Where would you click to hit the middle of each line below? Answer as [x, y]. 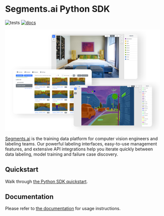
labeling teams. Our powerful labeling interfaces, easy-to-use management [81, 144]
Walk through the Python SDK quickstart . [47, 181]
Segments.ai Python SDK [58, 9]
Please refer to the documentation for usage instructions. [63, 209]
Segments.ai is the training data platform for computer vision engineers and [82, 139]
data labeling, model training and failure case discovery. [62, 154]
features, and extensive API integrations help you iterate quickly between [79, 149]
